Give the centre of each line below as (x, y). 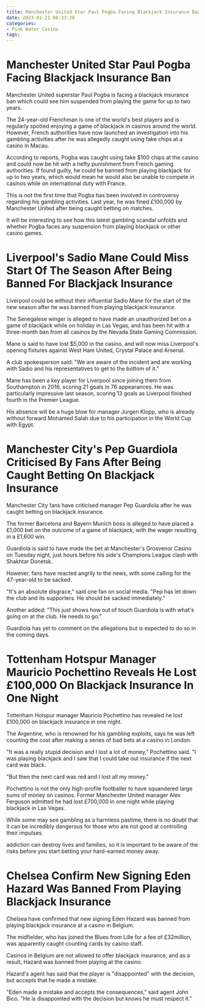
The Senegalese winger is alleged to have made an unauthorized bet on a (99, 319)
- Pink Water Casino (33, 29)
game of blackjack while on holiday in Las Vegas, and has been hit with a (98, 325)
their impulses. (25, 833)
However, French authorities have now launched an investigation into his (97, 133)
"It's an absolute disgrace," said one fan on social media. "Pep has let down (101, 591)
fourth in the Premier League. (43, 400)
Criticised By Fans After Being (84, 462)
